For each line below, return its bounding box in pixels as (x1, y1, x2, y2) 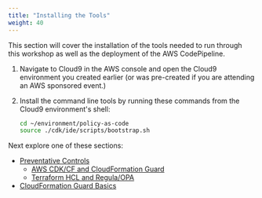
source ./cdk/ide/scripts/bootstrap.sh (19, 126, 151, 134)
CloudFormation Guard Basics (19, 181, 117, 191)
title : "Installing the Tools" (8, 11, 111, 20)
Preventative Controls (19, 156, 90, 166)
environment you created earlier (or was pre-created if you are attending (19, 72, 255, 82)
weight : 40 (8, 19, 44, 27)
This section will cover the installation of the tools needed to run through (8, 40, 242, 49)
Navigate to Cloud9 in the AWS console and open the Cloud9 (19, 64, 217, 73)
